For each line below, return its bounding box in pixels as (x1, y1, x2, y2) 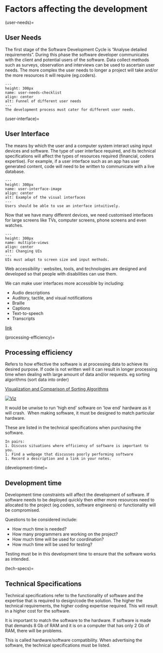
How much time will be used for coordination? (12, 536, 104, 542)
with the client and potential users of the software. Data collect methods (5, 57, 149, 63)
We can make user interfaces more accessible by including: (5, 280, 125, 286)
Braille (12, 300, 25, 306)
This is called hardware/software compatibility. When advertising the (5, 637, 143, 643)
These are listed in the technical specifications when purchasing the (5, 425, 142, 430)
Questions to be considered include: (5, 516, 78, 523)
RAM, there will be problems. (5, 628, 63, 634)
